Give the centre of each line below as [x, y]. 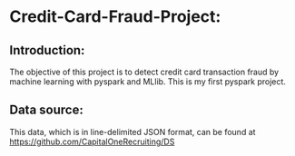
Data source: [46, 110]
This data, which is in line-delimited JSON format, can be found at [133, 132]
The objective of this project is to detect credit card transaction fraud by [144, 72]
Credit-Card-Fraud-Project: [115, 17]
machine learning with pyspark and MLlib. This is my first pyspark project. [147, 82]
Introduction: [47, 50]
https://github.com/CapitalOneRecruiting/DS [92, 141]
